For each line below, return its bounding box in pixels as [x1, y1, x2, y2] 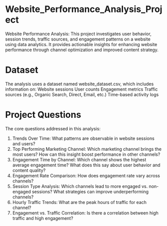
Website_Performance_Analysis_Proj [5, 4, 163, 15]
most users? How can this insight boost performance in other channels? [12, 151, 161, 157]
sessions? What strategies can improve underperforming [31, 188, 149, 194]
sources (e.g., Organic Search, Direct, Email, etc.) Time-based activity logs [5, 91, 159, 97]
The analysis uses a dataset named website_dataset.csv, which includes [5, 81, 154, 87]
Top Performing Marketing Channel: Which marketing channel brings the [12, 146, 162, 152]
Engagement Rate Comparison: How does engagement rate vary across [12, 172, 161, 178]
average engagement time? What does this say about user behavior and [12, 162, 161, 168]
